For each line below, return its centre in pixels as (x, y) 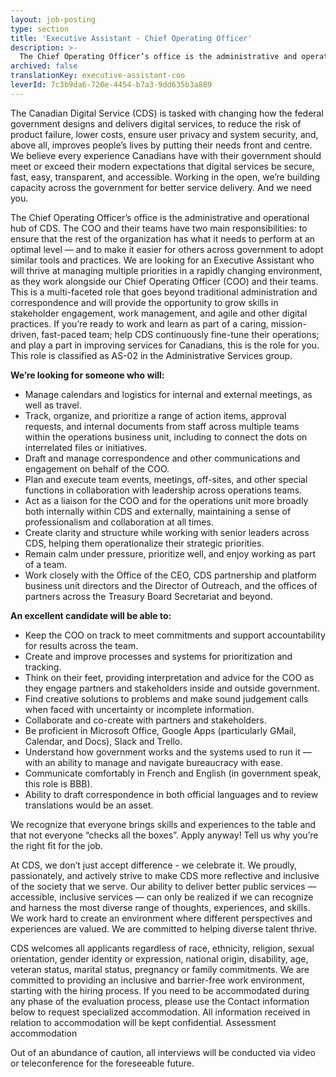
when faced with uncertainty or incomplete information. (139, 709)
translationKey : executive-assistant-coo (98, 76)
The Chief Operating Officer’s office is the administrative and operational (160, 217)
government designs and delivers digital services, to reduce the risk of (156, 123)
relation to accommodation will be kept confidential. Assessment (143, 1022)
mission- (288, 323)
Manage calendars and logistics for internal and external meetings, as (168, 394)
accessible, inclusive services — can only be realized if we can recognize (162, 897)
